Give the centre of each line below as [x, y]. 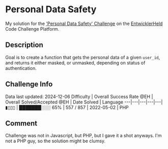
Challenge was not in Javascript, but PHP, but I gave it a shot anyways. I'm [83, 136]
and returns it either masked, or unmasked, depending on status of [75, 63]
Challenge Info [29, 84]
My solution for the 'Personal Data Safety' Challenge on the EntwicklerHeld [84, 23]
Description [24, 45]
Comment [21, 123]
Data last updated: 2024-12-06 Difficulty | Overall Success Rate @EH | [79, 96]
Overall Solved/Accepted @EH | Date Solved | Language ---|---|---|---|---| [84, 102]
